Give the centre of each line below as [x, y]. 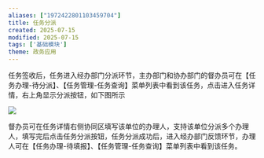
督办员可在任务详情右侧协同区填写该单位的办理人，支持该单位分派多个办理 [128, 126]
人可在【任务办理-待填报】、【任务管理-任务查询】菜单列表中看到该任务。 [125, 146]
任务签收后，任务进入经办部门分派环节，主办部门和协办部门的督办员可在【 [128, 75]
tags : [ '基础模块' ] [38, 45]
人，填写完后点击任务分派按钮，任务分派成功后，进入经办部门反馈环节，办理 [132, 136]
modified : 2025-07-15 [44, 37]
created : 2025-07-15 [42, 30]
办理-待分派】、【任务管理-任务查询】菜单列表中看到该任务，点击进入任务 [132, 85]
